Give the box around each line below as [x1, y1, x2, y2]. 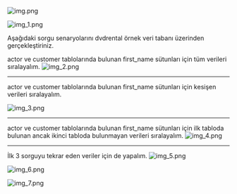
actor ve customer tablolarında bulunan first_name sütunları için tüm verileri [7, 55, 227, 63]
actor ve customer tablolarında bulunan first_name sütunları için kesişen [7, 83, 217, 91]
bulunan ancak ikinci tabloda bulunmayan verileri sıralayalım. [7, 131, 184, 140]
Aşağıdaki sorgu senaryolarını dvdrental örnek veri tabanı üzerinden [7, 34, 205, 42]
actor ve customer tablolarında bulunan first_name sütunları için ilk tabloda [7, 124, 224, 132]
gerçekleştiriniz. [7, 41, 54, 49]
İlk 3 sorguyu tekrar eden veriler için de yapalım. [7, 152, 148, 160]
